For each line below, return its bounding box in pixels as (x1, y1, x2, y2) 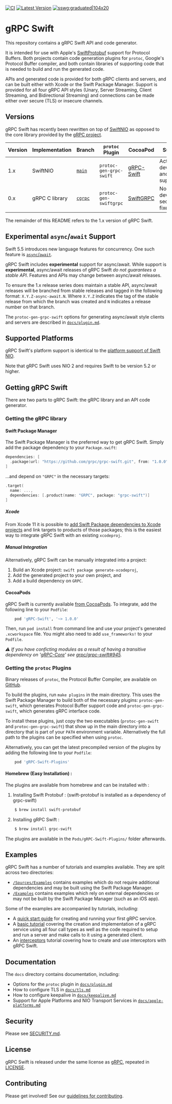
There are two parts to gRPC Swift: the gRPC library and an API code (5, 397, 150, 403)
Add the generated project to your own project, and (12, 572, 121, 578)
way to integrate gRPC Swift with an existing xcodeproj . (5, 532, 122, 538)
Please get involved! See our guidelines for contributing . (5, 1093, 124, 1099)
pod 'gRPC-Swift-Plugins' (14, 759, 70, 764)
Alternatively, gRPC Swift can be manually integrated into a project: (5, 557, 147, 563)
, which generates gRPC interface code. (16, 707, 101, 714)
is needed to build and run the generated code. (5, 66, 105, 72)
